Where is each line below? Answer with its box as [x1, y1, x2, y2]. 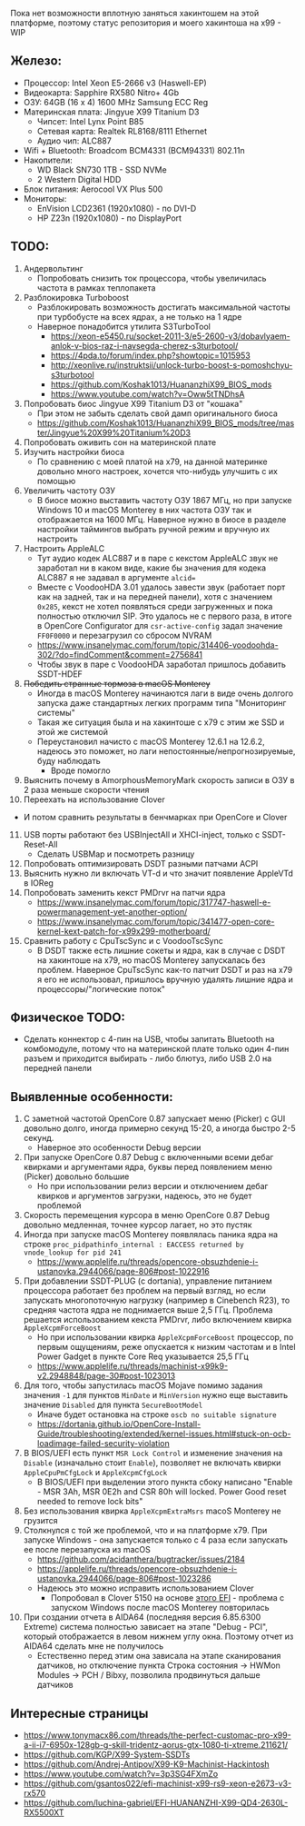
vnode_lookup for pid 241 [23, 1248, 122, 1257]
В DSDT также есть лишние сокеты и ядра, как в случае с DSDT [36, 945, 286, 956]
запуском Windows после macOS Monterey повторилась [50, 1603, 271, 1613]
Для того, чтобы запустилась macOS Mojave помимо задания [23, 1380, 263, 1391]
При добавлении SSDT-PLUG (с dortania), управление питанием [23, 1275, 272, 1286]
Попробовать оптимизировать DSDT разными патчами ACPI [23, 858, 259, 868]
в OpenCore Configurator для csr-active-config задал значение [36, 620, 283, 630]
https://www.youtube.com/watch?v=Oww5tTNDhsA [50, 388, 245, 399]
